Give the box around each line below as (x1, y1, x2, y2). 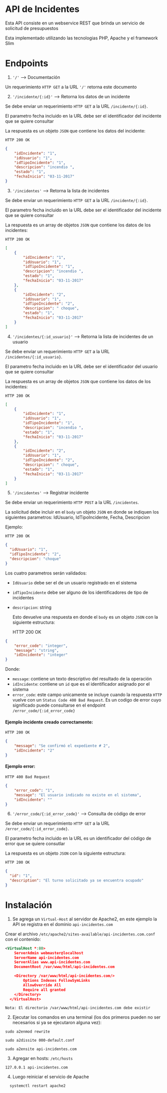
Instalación (5, 900, 52, 911)
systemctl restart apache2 (9, 1084, 66, 1089)
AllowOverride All (23, 982, 61, 988)
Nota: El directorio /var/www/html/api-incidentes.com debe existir (5, 1006, 151, 1011)
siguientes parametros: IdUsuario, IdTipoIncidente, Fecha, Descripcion (5, 515, 151, 521)
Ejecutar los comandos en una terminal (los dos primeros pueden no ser (12, 1014, 161, 1020)
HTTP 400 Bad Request (5, 774, 50, 780)
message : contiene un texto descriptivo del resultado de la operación (12, 676, 152, 682)
